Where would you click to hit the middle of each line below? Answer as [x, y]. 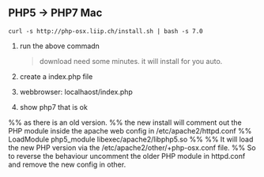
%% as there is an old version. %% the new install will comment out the [125, 122]
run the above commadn [60, 46]
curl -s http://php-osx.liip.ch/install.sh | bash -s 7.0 [106, 31]
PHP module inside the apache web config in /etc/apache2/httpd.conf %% [130, 130]
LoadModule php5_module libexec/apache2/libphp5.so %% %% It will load [131, 139]
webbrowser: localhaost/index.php [76, 92]
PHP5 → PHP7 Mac [55, 13]
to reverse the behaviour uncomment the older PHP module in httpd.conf [127, 156]
